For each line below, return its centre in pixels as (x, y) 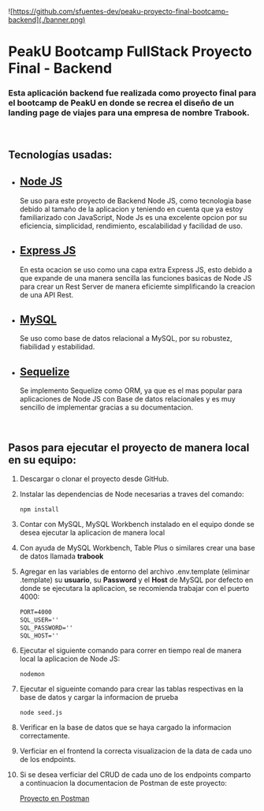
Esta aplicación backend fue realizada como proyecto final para (132, 93)
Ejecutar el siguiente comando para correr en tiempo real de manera (130, 650)
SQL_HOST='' (39, 635)
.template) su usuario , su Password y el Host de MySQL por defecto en (136, 580)
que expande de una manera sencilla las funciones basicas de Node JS (136, 278)
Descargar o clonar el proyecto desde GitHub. (94, 478)
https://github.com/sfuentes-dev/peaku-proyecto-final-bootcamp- (121, 11)
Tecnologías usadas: (60, 154)
